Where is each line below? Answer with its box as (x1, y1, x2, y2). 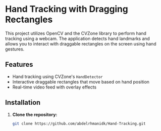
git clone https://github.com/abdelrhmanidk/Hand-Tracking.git (12, 121, 146, 126)
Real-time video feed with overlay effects (12, 84, 97, 90)
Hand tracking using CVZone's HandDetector (12, 73, 103, 80)
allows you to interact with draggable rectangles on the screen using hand (5, 41, 157, 46)
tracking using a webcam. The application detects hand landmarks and (5, 36, 150, 42)
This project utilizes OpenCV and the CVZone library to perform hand (5, 30, 147, 36)
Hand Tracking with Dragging (5, 3, 128, 15)
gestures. (5, 46, 25, 52)
